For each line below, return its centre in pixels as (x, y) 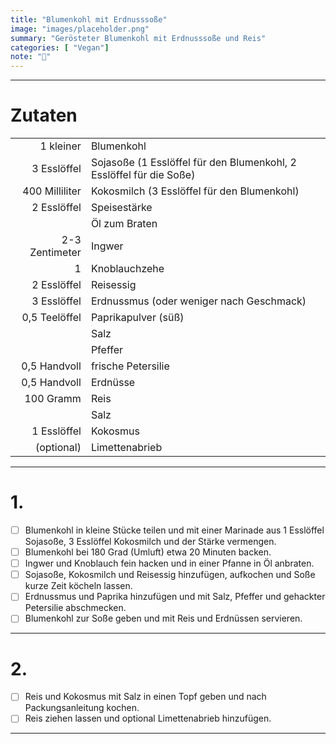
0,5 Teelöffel (51, 318)
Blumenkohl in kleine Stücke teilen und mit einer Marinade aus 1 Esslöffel (174, 530)
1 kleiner (60, 146)
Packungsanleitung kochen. (82, 708)
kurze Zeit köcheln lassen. (78, 586)
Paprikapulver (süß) (137, 318)
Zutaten (44, 115)
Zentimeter (55, 253)
